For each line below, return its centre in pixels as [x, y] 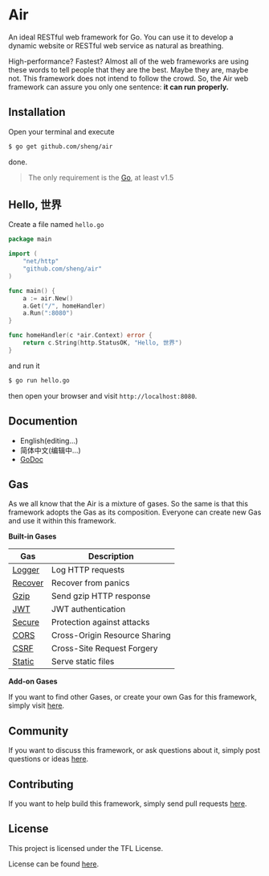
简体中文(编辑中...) [51, 450]
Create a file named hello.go [56, 225]
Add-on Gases [33, 681]
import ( [23, 254]
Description [111, 556]
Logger [26, 570]
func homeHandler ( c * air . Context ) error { [80, 336]
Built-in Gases [33, 536]
